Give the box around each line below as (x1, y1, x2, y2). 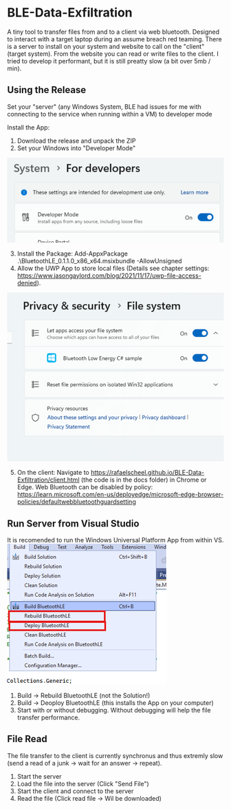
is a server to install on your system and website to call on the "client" (7, 42, 205, 50)
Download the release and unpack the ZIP (16, 136, 136, 145)
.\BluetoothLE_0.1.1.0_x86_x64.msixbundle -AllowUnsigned (16, 256, 182, 265)
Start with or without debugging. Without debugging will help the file (16, 706, 211, 714)
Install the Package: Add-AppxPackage (16, 249, 129, 258)
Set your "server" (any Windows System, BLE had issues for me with (7, 102, 201, 111)
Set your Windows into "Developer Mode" (16, 143, 136, 152)
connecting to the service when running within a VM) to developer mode (7, 110, 212, 118)
